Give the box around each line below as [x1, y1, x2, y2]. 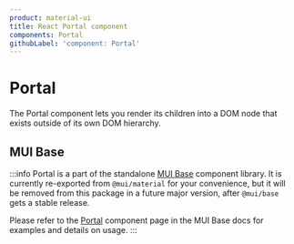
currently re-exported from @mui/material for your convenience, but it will [9, 178, 286, 188]
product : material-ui [9, 13, 92, 23]
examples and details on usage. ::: [9, 225, 138, 235]
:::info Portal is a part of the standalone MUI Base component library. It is [9, 168, 282, 178]
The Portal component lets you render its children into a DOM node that [9, 108, 278, 119]
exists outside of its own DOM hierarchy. [9, 117, 161, 128]
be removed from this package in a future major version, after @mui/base [9, 188, 279, 198]
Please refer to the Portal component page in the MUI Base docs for [9, 215, 264, 226]
